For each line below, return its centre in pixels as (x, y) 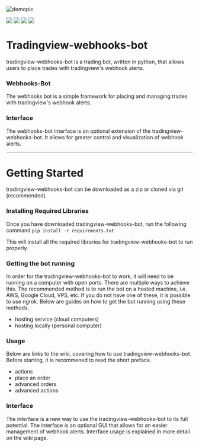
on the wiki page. (27, 438)
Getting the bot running (41, 263)
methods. (18, 308)
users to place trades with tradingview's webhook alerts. (75, 68)
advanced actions (36, 391)
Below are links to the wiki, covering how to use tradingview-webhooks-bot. (99, 354)
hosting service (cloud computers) (57, 320)
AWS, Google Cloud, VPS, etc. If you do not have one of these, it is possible (98, 295)
